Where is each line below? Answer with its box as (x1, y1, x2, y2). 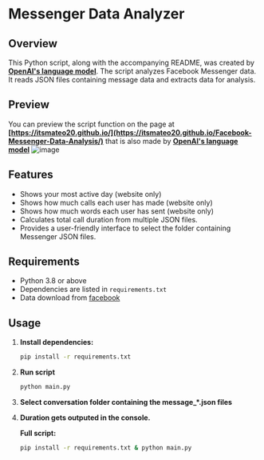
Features (8, 168, 53, 182)
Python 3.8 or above (19, 276, 87, 286)
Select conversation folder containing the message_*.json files (19, 398, 233, 406)
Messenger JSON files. (19, 231, 97, 241)
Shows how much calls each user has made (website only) (19, 198, 213, 207)
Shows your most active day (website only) (19, 189, 162, 198)
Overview (8, 37, 58, 50)
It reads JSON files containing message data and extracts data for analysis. (8, 75, 256, 84)
